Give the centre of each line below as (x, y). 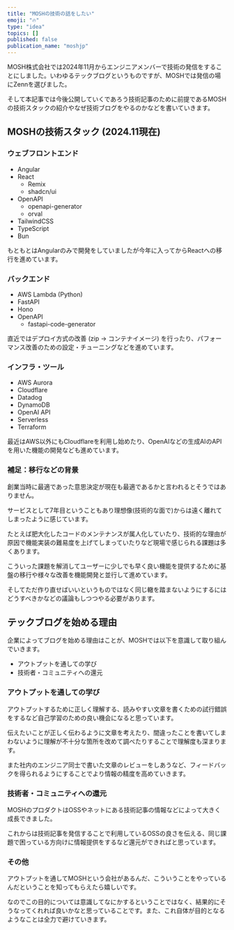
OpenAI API (34, 412)
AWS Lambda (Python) (50, 294)
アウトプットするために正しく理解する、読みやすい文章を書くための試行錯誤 (117, 709)
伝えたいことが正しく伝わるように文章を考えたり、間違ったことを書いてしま (117, 733)
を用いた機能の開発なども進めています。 (65, 450)
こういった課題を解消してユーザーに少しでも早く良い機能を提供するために (114, 566)
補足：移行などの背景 (43, 470)
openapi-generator (55, 206)
